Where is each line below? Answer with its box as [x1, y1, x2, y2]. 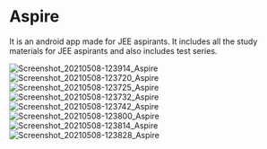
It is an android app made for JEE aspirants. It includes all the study [9, 36, 258, 47]
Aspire [9, 6, 60, 27]
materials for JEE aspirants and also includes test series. [9, 45, 218, 56]
